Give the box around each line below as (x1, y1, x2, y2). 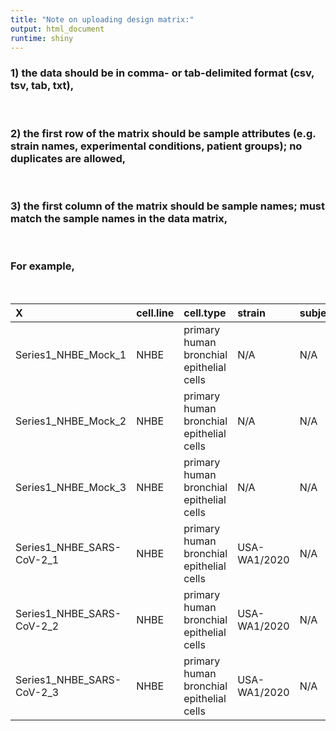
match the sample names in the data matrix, (10, 211, 228, 225)
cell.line (136, 306, 175, 320)
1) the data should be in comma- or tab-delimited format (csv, (10, 66, 315, 80)
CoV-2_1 (15, 552, 60, 566)
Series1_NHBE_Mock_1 (15, 347, 127, 361)
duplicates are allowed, (10, 151, 127, 165)
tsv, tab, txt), (10, 79, 75, 93)
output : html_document (10, 24, 105, 34)
